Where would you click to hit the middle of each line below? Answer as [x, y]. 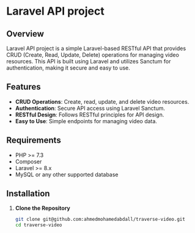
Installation [28, 194]
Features [24, 87]
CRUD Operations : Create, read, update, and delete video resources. [102, 101]
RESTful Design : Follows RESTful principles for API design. [90, 115]
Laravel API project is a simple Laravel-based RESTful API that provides [96, 48]
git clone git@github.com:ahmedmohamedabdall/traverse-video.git [100, 220]
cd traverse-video [39, 225]
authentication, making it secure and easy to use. [68, 68]
